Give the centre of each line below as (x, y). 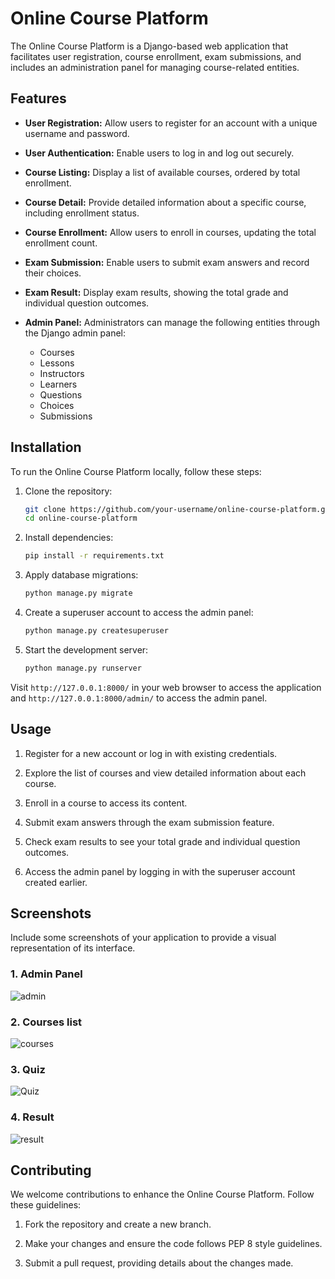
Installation (46, 447)
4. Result (32, 1117)
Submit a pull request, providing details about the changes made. (159, 1263)
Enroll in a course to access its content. (106, 803)
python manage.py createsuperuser (96, 631)
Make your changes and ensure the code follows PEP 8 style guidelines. (173, 1244)
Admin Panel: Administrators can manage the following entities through (172, 322)
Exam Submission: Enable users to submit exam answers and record (167, 262)
